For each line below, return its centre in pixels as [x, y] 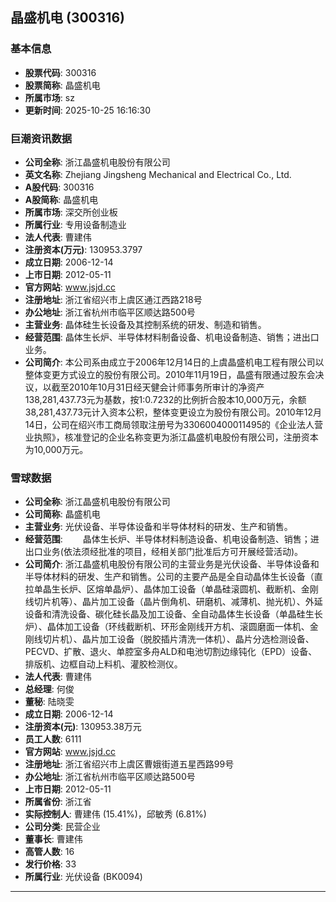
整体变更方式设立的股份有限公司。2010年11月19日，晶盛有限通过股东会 [170, 374]
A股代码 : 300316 [59, 187]
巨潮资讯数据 [41, 138]
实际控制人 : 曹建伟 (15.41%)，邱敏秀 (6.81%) [115, 814]
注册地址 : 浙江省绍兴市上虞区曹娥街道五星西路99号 [129, 764]
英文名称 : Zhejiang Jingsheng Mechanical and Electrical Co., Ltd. [158, 174]
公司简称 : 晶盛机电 [62, 514]
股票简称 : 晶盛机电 [62, 85]
